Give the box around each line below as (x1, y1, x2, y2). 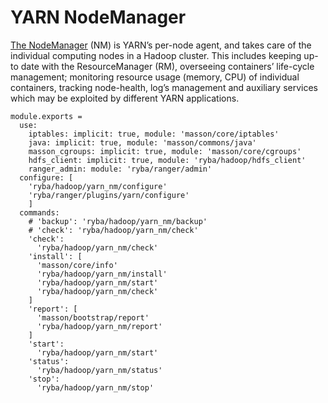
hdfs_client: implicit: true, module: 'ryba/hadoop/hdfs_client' (28, 155, 307, 165)
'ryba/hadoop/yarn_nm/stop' (36, 382, 155, 393)
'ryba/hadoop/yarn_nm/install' (36, 269, 168, 279)
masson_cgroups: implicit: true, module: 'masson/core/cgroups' (28, 146, 302, 156)
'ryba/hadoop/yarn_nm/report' (36, 321, 163, 331)
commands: (19, 207, 60, 218)
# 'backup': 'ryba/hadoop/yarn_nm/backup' (28, 216, 208, 226)
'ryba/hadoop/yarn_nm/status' (36, 365, 163, 375)
